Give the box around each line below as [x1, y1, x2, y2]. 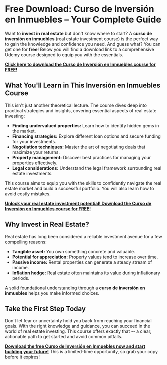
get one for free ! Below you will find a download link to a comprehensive [5, 46, 154, 52]
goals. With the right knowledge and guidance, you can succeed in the [5, 323, 151, 329]
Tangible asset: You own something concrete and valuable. [12, 248, 136, 254]
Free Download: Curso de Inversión [5, 3, 154, 15]
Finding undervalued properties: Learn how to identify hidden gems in [12, 122, 159, 128]
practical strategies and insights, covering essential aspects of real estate [5, 107, 157, 113]
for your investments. [12, 138, 56, 144]
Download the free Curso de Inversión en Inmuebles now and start [5, 343, 146, 349]
